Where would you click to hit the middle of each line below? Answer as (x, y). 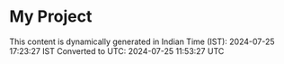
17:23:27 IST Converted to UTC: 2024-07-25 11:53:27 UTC (117, 50)
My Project (51, 17)
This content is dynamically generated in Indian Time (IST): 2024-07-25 (142, 41)
